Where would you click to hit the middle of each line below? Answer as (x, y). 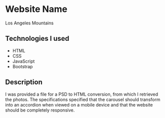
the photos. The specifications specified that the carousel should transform (83, 99)
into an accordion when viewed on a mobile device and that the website (79, 105)
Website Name (36, 9)
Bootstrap (22, 66)
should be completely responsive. (40, 110)
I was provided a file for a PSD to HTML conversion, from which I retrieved (82, 94)
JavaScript (23, 61)
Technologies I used (37, 39)
